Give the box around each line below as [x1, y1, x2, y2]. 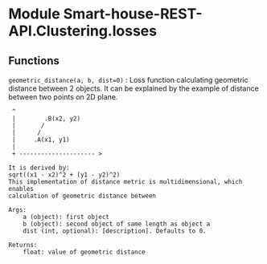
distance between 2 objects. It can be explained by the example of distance [8, 83, 259, 93]
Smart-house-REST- [63, 5, 203, 23]
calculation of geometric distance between [8, 192, 157, 200]
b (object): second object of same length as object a [23, 220, 211, 228]
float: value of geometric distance [23, 248, 146, 256]
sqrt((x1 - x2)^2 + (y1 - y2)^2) [8, 171, 121, 179]
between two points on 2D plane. [8, 92, 118, 101]
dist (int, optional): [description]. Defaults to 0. [23, 227, 207, 235]
